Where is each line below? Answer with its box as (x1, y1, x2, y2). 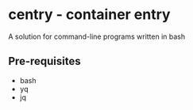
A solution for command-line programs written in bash (8, 32, 186, 41)
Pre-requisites (8, 55, 81, 68)
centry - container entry (8, 6, 171, 24)
